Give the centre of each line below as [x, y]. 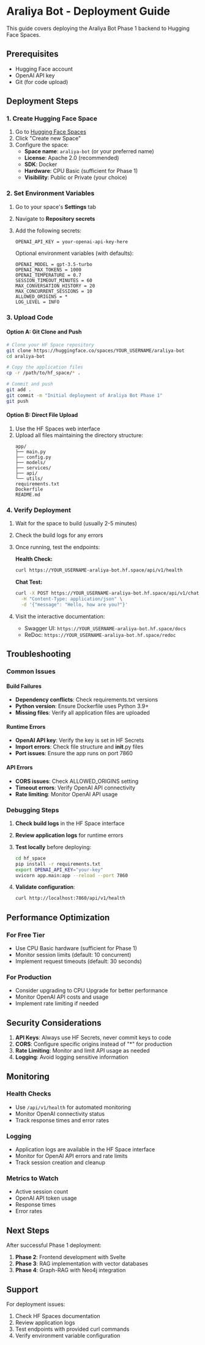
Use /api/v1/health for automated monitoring [73, 1107]
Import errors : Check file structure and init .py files [79, 747]
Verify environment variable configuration [68, 1336]
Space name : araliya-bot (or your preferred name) [89, 151]
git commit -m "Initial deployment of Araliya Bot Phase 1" [85, 395]
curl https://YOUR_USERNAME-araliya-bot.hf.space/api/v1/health [99, 570]
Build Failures [24, 686]
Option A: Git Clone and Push [44, 332]
